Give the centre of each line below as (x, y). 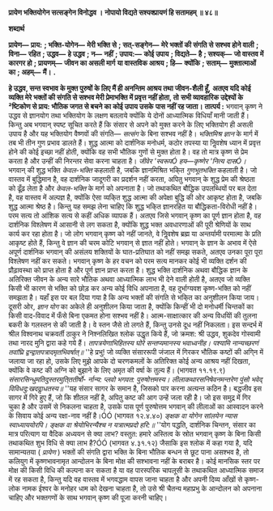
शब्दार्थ (17, 29)
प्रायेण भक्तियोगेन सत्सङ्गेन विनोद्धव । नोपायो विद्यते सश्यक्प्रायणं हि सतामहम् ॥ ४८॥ (113, 13)
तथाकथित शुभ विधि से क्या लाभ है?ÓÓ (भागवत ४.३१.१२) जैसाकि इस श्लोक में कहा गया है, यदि (130, 443)
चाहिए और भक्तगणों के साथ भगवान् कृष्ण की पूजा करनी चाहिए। (88, 498)
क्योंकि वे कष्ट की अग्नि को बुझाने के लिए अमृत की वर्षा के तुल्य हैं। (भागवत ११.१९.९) (117, 370)
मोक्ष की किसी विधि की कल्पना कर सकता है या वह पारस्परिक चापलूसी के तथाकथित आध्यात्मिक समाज (136, 470)
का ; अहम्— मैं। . (32, 72)
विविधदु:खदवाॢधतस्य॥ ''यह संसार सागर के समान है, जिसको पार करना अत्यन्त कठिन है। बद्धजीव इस (135, 389)
